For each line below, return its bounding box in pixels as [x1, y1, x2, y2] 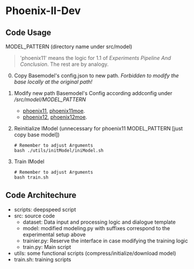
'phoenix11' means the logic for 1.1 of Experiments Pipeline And [19, 55, 171, 61]
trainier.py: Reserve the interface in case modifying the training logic [22, 237, 188, 244]
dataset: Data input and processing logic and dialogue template [22, 218, 176, 226]
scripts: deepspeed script [13, 206, 76, 213]
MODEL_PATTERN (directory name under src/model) [5, 43, 132, 50]
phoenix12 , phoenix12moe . [22, 113, 87, 120]
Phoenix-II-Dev [5, 4, 81, 18]
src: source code [13, 212, 55, 219]
